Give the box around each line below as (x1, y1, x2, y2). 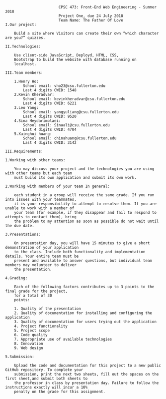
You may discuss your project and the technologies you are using (14, 166, 155, 171)
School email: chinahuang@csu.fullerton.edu (23, 136, 117, 141)
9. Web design (14, 346, 43, 351)
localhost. (14, 61, 37, 66)
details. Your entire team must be (5, 254, 79, 259)
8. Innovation (14, 341, 43, 346)
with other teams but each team (5, 171, 72, 176)
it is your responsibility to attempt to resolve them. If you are (14, 201, 157, 206)
